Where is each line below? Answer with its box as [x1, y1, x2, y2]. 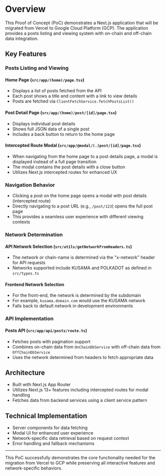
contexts [12, 219, 31, 225]
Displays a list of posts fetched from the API [12, 88, 102, 94]
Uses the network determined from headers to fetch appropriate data [12, 354, 154, 360]
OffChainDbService [12, 350, 50, 355]
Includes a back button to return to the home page [12, 131, 115, 137]
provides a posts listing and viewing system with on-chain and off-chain [5, 30, 152, 36]
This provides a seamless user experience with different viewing [12, 214, 144, 220]
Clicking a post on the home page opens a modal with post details [12, 193, 147, 198]
